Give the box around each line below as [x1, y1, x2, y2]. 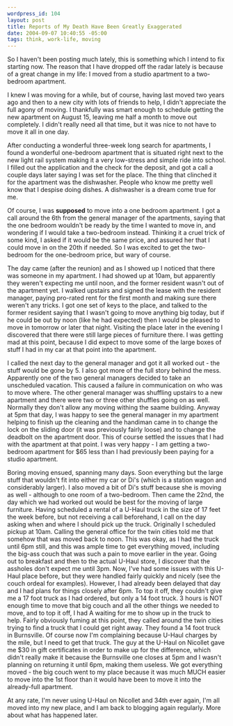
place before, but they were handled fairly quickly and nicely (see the [22, 572, 220, 581]
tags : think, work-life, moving [7, 36, 101, 43]
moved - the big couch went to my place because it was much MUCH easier [7, 668, 226, 677]
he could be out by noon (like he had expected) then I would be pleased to [7, 316, 220, 324]
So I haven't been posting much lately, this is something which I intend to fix [7, 55, 225, 63]
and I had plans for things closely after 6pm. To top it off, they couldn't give [7, 587, 223, 595]
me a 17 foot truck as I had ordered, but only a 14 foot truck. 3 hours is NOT [7, 594, 223, 602]
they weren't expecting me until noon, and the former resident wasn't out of [7, 279, 225, 287]
